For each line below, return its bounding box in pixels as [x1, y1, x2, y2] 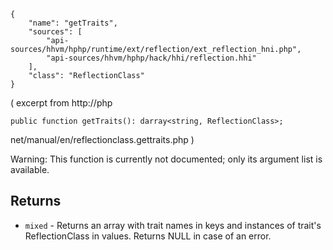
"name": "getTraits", [28, 18, 118, 28]
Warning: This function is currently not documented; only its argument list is [10, 153, 323, 165]
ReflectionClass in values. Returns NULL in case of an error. [24, 230, 272, 242]
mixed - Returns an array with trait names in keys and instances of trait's [24, 219, 322, 231]
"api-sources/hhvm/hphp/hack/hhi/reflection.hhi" [46, 53, 257, 63]
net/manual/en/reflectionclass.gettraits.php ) [10, 134, 195, 145]
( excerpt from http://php [10, 97, 113, 109]
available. [10, 164, 50, 175]
